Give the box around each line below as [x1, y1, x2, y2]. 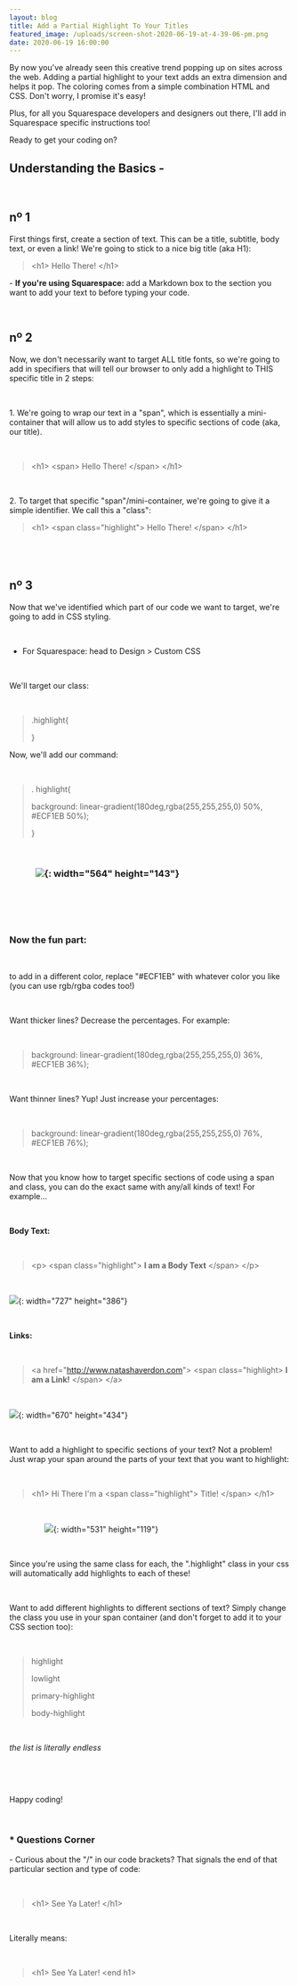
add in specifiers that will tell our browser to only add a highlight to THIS [9, 363, 274, 374]
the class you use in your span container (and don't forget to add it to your [9, 1612, 282, 1622]
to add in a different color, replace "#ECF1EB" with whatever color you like [9, 971, 280, 982]
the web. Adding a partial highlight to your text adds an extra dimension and [9, 72, 287, 83]
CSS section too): [9, 1622, 74, 1632]
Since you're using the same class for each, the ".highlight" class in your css [9, 1558, 289, 1569]
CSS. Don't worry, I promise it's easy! [9, 91, 147, 102]
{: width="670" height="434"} [18, 1410, 129, 1421]
